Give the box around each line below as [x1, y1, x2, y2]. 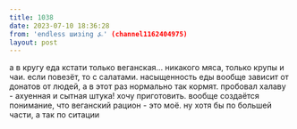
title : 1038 [9, 12, 54, 22]
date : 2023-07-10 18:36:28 [9, 21, 110, 30]
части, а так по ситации [9, 109, 100, 120]
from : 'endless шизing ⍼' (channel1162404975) [9, 29, 188, 38]
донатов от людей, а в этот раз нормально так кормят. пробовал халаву [9, 81, 286, 92]
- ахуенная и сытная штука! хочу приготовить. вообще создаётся [9, 91, 259, 101]
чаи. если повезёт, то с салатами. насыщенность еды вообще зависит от [9, 72, 289, 83]
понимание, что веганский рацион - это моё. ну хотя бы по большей [9, 100, 273, 111]
